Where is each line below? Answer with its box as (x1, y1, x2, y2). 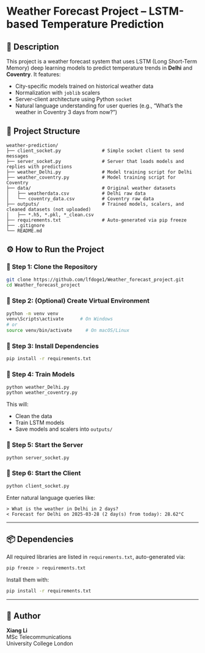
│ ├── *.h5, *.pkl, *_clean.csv (6, 212, 95, 218)
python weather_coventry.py (6, 389, 78, 396)
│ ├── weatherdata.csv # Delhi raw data (6, 190, 146, 197)
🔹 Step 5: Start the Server (6, 441, 84, 449)
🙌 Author (6, 610, 41, 621)
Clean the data (15, 413, 52, 420)
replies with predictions (6, 164, 72, 170)
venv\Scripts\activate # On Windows (6, 316, 113, 322)
